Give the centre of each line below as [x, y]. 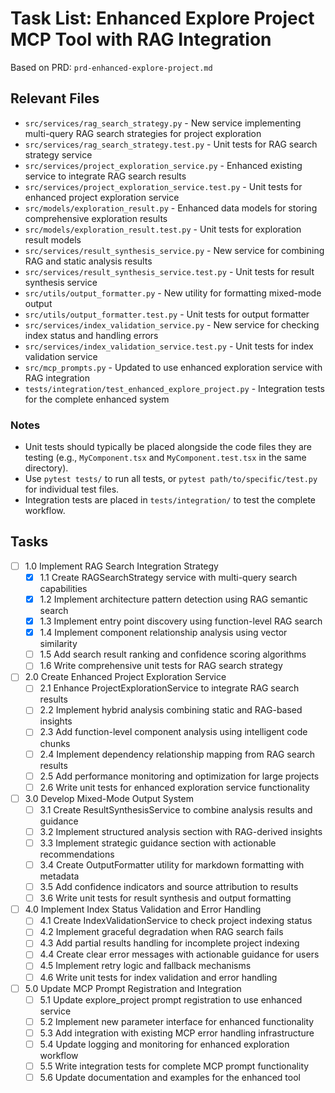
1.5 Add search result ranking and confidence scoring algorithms [173, 654]
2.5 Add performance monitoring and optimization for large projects [179, 776]
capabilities [63, 588]
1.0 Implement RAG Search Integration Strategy [121, 566]
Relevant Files [55, 98]
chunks [55, 743]
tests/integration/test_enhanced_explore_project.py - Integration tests [174, 388]
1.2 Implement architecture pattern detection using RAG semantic [174, 599]
